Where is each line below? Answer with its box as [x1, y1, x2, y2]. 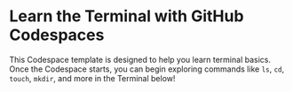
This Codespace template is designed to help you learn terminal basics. [9, 54, 271, 65]
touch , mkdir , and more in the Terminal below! [9, 73, 176, 83]
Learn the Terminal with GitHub [9, 6, 244, 27]
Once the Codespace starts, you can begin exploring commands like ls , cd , [9, 64, 285, 74]
